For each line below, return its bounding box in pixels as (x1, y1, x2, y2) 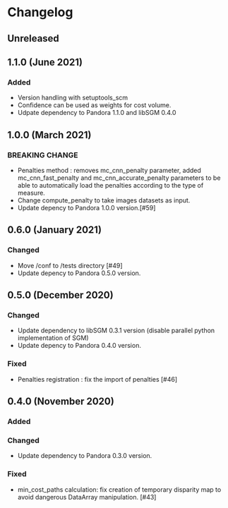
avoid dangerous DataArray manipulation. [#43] (17, 492, 157, 501)
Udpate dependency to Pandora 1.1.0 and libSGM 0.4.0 (17, 109, 176, 117)
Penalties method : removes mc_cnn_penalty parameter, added (17, 166, 201, 174)
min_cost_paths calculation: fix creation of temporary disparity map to (17, 485, 222, 494)
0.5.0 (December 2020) (7, 289, 114, 301)
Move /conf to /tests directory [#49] (17, 261, 123, 270)
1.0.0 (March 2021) (7, 128, 92, 141)
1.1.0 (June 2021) (7, 56, 83, 68)
